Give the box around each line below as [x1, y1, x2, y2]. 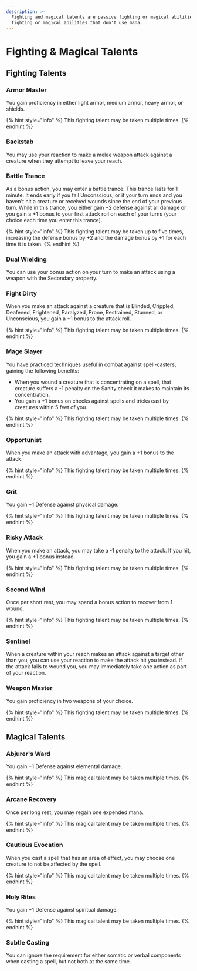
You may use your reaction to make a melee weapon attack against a [6, 151, 172, 158]
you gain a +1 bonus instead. [6, 553, 76, 560]
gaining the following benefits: [6, 367, 79, 374]
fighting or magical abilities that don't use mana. [11, 19, 143, 25]
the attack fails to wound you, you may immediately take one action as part [6, 663, 187, 670]
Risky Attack [6, 533, 43, 541]
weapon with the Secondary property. [6, 274, 98, 282]
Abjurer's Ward [6, 749, 51, 758]
